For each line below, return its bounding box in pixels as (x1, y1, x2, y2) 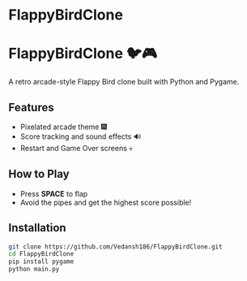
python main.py (8, 266, 60, 274)
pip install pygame (8, 257, 75, 266)
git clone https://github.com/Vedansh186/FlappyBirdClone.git (8, 242, 223, 251)
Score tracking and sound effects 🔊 (19, 132, 142, 141)
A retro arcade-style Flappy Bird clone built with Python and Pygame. (8, 77, 240, 87)
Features (8, 100, 54, 115)
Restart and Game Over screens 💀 (19, 143, 134, 153)
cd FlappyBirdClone (8, 250, 75, 258)
